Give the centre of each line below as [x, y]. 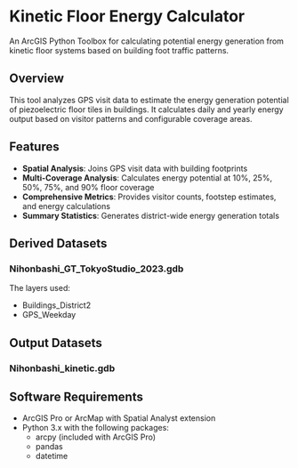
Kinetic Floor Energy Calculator [127, 16]
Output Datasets [56, 343]
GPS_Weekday [49, 315]
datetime [52, 456]
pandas [49, 447]
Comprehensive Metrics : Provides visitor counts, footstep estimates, [149, 197]
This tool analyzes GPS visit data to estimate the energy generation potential [149, 100]
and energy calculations [66, 206]
